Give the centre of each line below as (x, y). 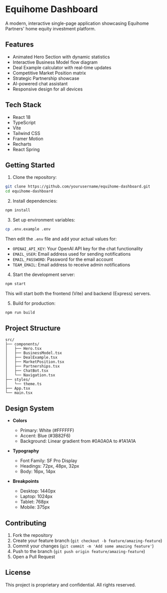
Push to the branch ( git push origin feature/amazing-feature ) (79, 552)
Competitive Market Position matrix (49, 73)
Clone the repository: (35, 177)
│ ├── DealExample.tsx (31, 357)
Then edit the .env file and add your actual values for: (61, 239)
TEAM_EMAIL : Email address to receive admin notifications (71, 264)
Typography (26, 451)
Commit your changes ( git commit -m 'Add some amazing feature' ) (83, 546)
